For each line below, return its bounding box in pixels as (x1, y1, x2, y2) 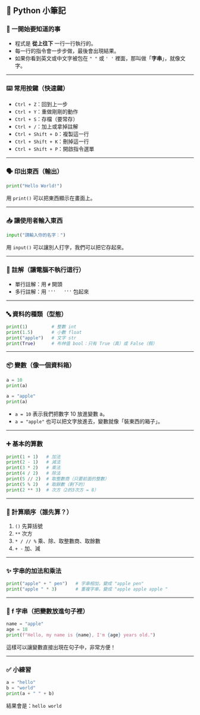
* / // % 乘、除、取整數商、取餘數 (14, 537, 101, 544)
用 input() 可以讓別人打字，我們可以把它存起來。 (6, 244, 127, 251)
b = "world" (6, 685, 36, 691)
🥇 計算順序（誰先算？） (6, 507, 73, 516)
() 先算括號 (14, 522, 43, 530)
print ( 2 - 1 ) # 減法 (6, 459, 61, 465)
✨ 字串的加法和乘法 (6, 567, 62, 575)
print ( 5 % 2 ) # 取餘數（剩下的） (6, 481, 87, 487)
